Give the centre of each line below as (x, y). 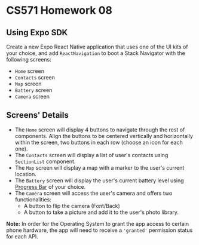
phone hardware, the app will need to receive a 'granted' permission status (99, 230)
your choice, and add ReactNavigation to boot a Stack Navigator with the (96, 53)
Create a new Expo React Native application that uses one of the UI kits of (97, 47)
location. (26, 174)
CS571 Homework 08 (59, 10)
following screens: (29, 59)
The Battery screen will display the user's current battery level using (99, 180)
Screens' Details (37, 115)
